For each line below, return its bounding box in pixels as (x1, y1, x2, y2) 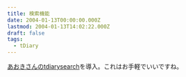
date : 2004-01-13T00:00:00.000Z (7, 17, 101, 24)
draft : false (7, 29, 45, 37)
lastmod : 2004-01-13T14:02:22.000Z (7, 23, 110, 30)
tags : (7, 36, 23, 43)
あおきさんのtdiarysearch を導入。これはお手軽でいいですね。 (7, 62, 183, 70)
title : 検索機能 (7, 10, 50, 17)
